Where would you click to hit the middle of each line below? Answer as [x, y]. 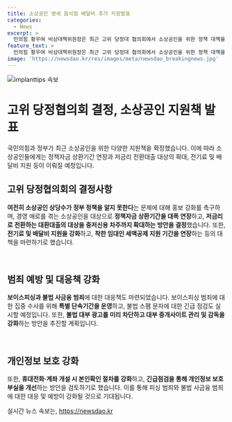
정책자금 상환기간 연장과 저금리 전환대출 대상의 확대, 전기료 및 [132, 156]
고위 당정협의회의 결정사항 [60, 189]
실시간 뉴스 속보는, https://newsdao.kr [60, 411]
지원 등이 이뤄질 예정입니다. [57, 165]
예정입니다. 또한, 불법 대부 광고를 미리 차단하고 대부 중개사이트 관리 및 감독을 [122, 315]
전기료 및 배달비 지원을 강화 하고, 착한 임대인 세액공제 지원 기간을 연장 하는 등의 [111, 233]
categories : [24, 20]
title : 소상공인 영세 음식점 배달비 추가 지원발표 [69, 14]
